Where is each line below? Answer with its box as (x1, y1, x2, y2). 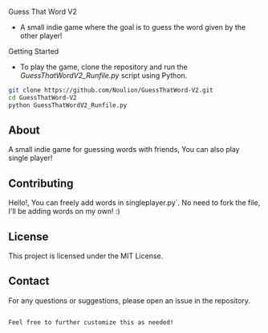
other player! (19, 31, 63, 40)
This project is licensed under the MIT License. (8, 251, 164, 261)
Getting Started (8, 47, 59, 55)
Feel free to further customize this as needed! (8, 318, 174, 327)
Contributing (8, 176, 74, 190)
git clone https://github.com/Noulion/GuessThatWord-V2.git (8, 86, 214, 94)
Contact (8, 274, 50, 288)
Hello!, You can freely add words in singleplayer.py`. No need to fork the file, (8, 198, 261, 208)
